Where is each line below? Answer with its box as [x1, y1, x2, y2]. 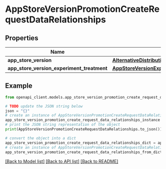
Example [5, 82, 33, 90]
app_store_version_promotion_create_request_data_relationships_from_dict [5, 150, 163, 155]
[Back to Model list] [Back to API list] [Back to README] [5, 159, 119, 165]
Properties [5, 34, 39, 42]
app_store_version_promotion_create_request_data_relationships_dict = [5, 140, 156, 145]
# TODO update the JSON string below [5, 104, 83, 109]
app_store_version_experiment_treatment [7, 65, 108, 71]
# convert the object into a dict [5, 135, 77, 141]
